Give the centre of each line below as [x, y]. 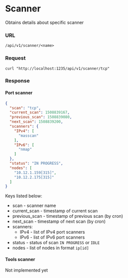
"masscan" [28, 136]
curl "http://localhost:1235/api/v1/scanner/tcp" [58, 68]
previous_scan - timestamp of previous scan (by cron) [67, 216]
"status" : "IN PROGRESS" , [36, 164]
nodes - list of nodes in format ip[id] [51, 248]
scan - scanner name [34, 206]
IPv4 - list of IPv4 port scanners [52, 232]
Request [15, 58]
